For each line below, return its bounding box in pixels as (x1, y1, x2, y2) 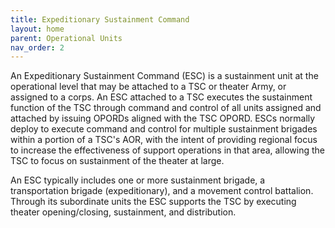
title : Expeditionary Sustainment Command (10, 14, 190, 25)
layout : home (10, 24, 65, 34)
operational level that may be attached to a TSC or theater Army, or (10, 81, 287, 93)
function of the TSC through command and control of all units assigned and (10, 102, 322, 114)
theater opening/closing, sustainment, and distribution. (10, 206, 237, 218)
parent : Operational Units (10, 33, 123, 43)
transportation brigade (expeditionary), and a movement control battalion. (10, 185, 314, 197)
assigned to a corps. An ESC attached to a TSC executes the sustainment (10, 91, 313, 103)
